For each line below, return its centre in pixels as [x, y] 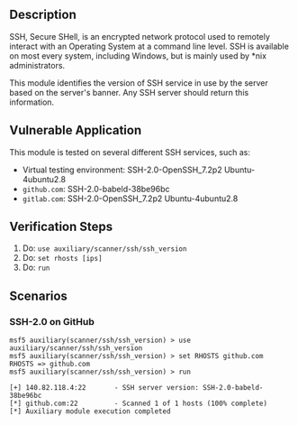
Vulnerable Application [76, 130]
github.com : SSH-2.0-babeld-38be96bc [96, 189]
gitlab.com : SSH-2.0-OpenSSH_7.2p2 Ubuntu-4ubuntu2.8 [130, 199]
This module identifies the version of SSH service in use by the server [139, 83]
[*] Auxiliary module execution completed [90, 411]
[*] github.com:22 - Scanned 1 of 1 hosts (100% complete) [139, 404]
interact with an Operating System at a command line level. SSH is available [149, 46]
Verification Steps [61, 227]
